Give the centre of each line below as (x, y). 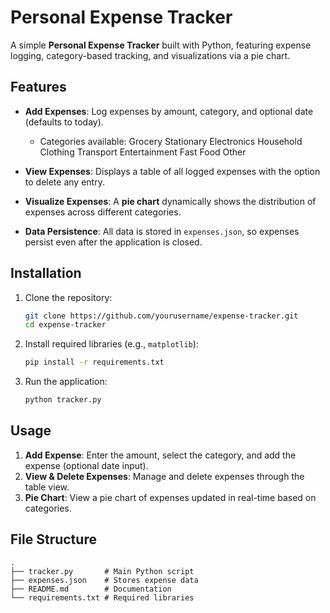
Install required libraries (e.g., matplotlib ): (111, 344)
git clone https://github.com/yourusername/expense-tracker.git (161, 316)
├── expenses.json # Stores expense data (104, 580)
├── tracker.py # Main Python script (102, 571)
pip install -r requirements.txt (94, 362)
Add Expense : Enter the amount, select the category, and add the (160, 455)
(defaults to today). (64, 122)
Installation (46, 273)
